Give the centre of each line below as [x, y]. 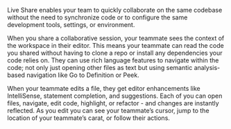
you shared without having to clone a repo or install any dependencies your [115, 53]
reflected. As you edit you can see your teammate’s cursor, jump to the [108, 111]
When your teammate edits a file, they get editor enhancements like [104, 88]
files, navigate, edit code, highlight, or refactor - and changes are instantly [113, 103]
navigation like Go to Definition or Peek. [83, 75]
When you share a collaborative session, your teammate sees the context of [116, 38]
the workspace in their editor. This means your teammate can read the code [115, 45]
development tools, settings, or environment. [71, 25]
